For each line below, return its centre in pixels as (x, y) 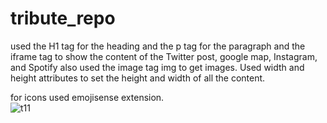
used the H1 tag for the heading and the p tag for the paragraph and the (158, 46)
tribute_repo (63, 18)
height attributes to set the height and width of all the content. (138, 78)
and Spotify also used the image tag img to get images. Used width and (157, 67)
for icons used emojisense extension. (87, 97)
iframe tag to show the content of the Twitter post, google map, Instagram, (164, 56)
